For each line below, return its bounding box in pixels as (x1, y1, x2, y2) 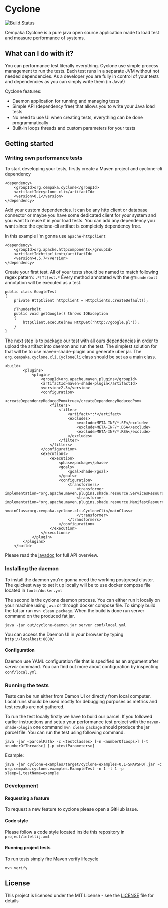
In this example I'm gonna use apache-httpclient (5, 233, 106, 239)
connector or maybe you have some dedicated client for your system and (5, 212, 156, 218)
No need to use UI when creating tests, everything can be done (12, 114, 143, 120)
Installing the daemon (5, 565, 59, 572)
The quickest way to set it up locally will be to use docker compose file (5, 582, 151, 588)
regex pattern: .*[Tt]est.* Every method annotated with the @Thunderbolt (5, 274, 158, 280)
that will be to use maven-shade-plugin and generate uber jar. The (5, 349, 142, 355)
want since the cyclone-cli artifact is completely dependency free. (5, 223, 141, 229)
